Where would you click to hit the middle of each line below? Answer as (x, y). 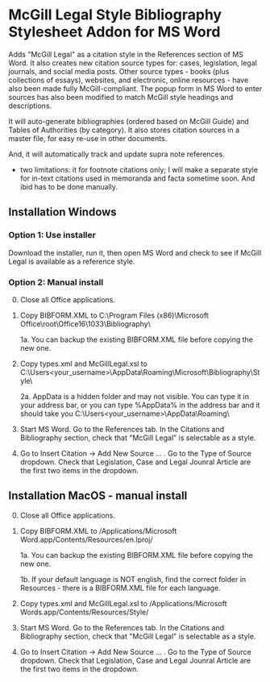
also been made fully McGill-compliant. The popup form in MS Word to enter (135, 88)
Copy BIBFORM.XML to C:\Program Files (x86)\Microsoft (114, 315)
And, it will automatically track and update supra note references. (117, 154)
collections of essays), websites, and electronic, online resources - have (129, 80)
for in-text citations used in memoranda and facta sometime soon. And (137, 178)
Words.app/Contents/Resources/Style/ (84, 612)
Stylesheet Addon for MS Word (114, 32)
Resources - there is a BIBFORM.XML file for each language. (120, 588)
